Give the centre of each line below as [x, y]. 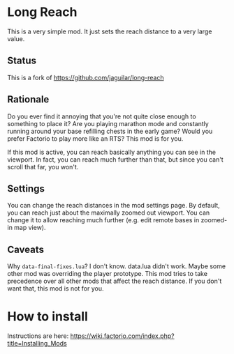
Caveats [25, 249]
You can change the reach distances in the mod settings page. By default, [114, 206]
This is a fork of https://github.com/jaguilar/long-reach [86, 77]
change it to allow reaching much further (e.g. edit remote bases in [103, 220]
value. [16, 38]
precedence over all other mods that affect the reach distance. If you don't [115, 281]
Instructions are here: [38, 336]
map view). [30, 228]
